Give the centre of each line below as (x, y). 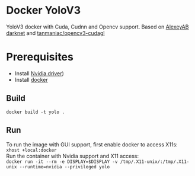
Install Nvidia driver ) (39, 73)
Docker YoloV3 (44, 10)
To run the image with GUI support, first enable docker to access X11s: (92, 144)
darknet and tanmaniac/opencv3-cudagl (55, 33)
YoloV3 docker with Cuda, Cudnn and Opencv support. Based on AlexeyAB (97, 27)
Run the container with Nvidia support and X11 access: (73, 156)
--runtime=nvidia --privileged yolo (65, 167)
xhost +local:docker (32, 150)
